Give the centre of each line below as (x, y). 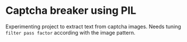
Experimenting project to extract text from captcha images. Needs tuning (93, 26)
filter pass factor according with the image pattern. (70, 32)
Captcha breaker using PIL (71, 11)
